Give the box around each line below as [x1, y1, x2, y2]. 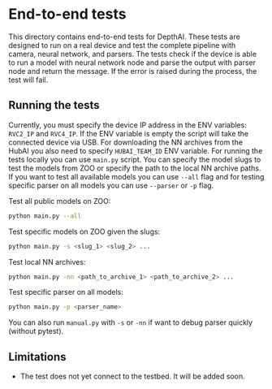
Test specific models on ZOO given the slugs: [8, 227, 161, 236]
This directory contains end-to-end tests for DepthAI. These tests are [8, 32, 241, 41]
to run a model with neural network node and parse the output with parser [8, 58, 256, 67]
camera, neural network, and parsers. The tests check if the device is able [8, 49, 257, 58]
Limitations [8, 350, 67, 364]
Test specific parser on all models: [8, 287, 124, 297]
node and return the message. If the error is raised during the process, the [8, 66, 257, 76]
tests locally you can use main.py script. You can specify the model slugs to [8, 154, 261, 164]
